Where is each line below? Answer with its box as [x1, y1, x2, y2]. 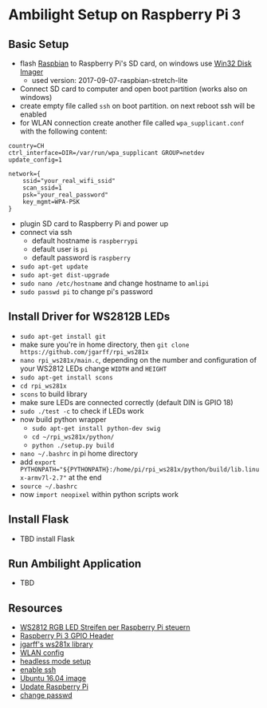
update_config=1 [8, 156, 62, 164]
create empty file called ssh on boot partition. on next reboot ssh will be [19, 101, 255, 110]
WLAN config [19, 648, 65, 658]
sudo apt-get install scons [19, 373, 113, 381]
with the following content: [19, 126, 108, 136]
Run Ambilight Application [8, 557, 142, 571]
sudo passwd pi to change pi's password [19, 287, 153, 296]
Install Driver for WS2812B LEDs [8, 310, 171, 324]
